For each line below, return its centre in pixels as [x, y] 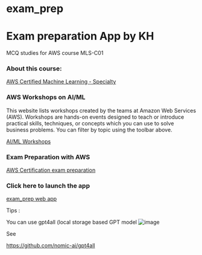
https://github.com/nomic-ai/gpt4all [51, 245]
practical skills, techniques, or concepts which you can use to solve [90, 123]
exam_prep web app [32, 199]
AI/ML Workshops [29, 141]
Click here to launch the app [48, 186]
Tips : [13, 210]
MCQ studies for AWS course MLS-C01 [55, 53]
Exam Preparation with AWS [48, 157]
